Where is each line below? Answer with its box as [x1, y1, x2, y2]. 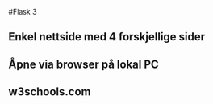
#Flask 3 [8, 7, 38, 16]
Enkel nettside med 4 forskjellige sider [8, 30, 206, 44]
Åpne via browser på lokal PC [8, 57, 159, 71]
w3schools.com [8, 85, 91, 99]
